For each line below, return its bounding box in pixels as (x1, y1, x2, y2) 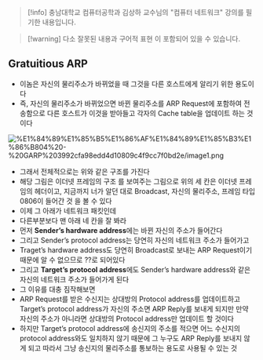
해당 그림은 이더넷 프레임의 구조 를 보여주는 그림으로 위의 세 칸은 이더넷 (19, 176, 238, 186)
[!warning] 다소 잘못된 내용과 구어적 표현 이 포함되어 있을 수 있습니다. (27, 35, 241, 43)
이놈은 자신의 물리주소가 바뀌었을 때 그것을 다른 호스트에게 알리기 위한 (19, 78, 234, 89)
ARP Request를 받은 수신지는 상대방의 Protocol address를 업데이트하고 (19, 294, 241, 304)
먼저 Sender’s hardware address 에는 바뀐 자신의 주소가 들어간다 (19, 225, 223, 235)
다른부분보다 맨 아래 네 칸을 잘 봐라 (19, 216, 127, 225)
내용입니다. (42, 17, 76, 27)
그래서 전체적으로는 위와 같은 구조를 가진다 (19, 166, 151, 176)
